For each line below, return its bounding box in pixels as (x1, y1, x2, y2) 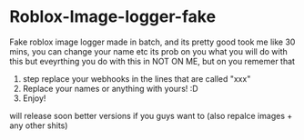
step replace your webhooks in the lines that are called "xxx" (22, 73, 251, 84)
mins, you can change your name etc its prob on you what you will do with (9, 45, 289, 56)
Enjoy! (22, 93, 46, 104)
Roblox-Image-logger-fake (9, 6, 217, 27)
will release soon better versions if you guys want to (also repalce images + (9, 110, 293, 121)
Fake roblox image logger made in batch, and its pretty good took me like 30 (9, 36, 296, 47)
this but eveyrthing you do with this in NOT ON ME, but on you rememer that (9, 55, 296, 66)
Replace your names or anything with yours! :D (22, 83, 198, 94)
